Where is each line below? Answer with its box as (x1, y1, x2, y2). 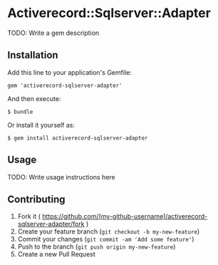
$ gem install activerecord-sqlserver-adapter (7, 134, 148, 142)
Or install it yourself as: (7, 120, 75, 129)
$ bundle (7, 108, 33, 115)
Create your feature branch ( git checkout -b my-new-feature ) (17, 227, 200, 236)
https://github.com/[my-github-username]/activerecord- (41, 212, 208, 221)
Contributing (7, 193, 66, 205)
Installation (7, 49, 58, 61)
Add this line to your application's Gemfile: (7, 68, 132, 76)
